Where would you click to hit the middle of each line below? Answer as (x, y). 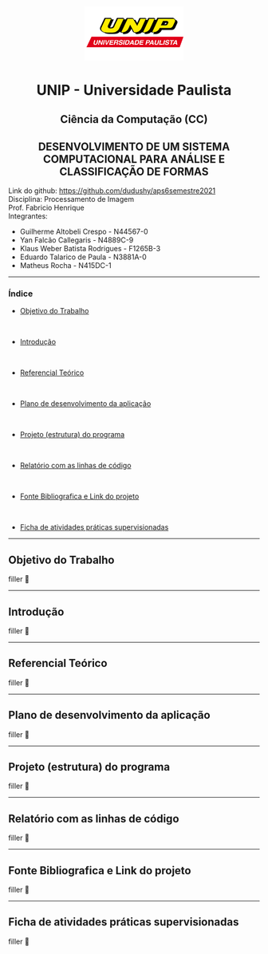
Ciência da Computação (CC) (134, 119)
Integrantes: (28, 216)
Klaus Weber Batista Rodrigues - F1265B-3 (90, 249)
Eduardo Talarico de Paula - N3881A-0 (83, 257)
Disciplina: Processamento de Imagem (71, 199)
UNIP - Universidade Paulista (134, 90)
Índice (21, 294)
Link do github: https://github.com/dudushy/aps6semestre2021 (112, 191)
